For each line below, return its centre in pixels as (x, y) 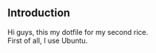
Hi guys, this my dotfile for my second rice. (78, 32)
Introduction (39, 13)
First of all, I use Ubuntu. (48, 40)
